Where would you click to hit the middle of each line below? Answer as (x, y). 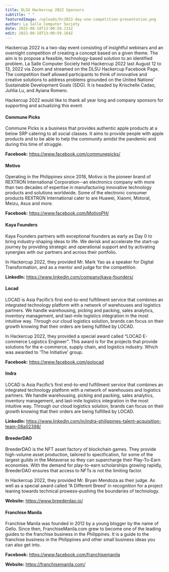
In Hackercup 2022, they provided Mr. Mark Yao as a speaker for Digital (79, 262)
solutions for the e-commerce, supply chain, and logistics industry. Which (82, 347)
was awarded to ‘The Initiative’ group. (44, 352)
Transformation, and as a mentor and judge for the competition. (71, 267)
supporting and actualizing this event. (44, 105)
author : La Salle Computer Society (43, 24)
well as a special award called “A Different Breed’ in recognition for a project (84, 486)
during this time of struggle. (34, 145)
